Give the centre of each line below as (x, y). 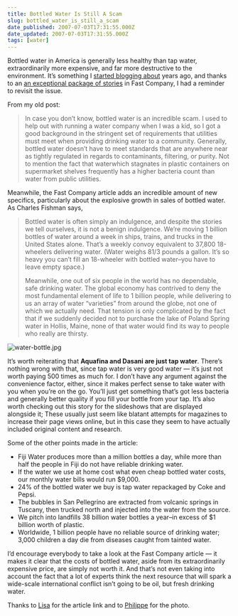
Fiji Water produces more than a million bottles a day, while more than (119, 457)
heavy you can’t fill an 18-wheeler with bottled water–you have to (120, 260)
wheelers (38, 252)
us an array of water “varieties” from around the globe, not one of (121, 304)
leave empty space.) (55, 267)
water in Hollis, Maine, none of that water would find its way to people (127, 326)
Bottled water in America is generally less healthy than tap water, (102, 60)
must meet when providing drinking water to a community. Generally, (126, 141)
